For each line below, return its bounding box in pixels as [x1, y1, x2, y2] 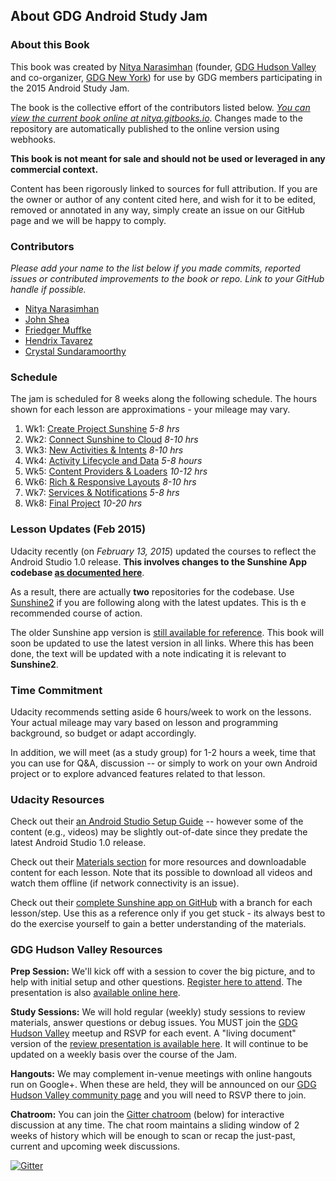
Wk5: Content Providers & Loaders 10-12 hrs [24, 465, 208, 478]
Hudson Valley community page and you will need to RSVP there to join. [10, 1089, 307, 1101]
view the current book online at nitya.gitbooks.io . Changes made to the [10, 112, 303, 124]
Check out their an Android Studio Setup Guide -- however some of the [10, 815, 304, 828]
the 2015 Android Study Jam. [10, 82, 130, 94]
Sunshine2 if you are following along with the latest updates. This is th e [10, 596, 307, 608]
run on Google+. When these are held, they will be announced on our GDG [10, 1079, 317, 1091]
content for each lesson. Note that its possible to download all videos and [10, 867, 313, 879]
